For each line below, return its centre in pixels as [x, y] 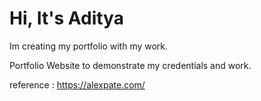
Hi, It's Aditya [66, 18]
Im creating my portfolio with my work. [89, 46]
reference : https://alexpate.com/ [77, 84]
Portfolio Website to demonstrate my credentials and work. [130, 65]
